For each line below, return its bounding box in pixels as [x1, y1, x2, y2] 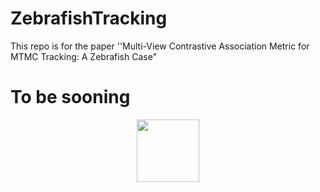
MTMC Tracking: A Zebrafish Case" [10, 50, 158, 62]
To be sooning [10, 86, 131, 109]
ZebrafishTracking [10, 7, 168, 30]
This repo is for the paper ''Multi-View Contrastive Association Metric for [10, 40, 310, 52]
